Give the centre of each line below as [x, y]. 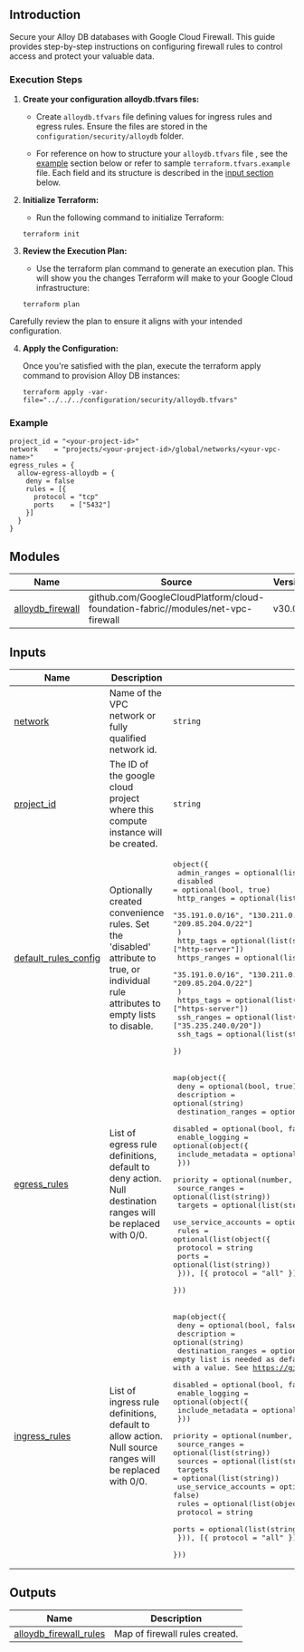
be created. [133, 844]
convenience [137, 913]
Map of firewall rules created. [176, 1633]
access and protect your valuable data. [82, 56]
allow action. [136, 1435]
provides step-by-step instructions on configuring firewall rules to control [146, 46]
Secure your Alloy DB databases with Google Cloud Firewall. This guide [142, 36]
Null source [133, 1447]
